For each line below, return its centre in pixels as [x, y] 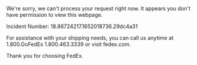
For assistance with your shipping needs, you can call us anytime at [90, 38]
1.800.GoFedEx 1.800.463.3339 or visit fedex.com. [68, 44]
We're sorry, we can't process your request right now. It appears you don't [98, 8]
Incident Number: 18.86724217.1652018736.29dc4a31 [72, 26]
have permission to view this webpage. [55, 15]
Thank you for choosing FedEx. [45, 56]
